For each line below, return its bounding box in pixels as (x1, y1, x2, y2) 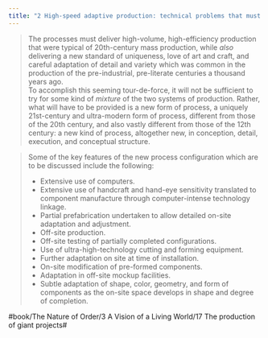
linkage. (39, 202, 67, 212)
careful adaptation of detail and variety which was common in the (27, 60, 246, 69)
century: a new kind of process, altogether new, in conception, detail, (27, 128, 258, 138)
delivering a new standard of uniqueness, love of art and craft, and (27, 51, 249, 60)
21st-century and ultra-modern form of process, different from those (27, 110, 256, 121)
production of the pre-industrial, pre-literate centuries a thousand (27, 68, 245, 77)
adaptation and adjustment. (39, 219, 131, 229)
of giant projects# (8, 319, 68, 330)
